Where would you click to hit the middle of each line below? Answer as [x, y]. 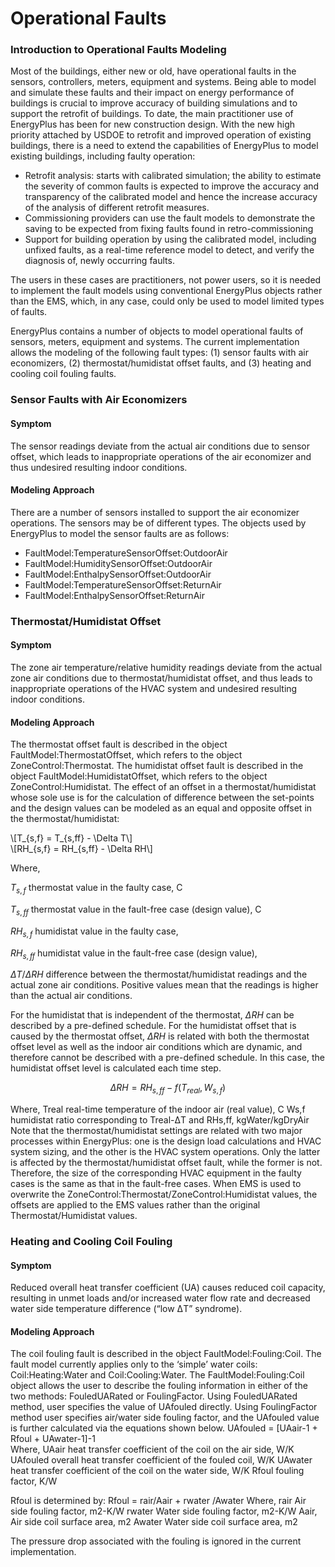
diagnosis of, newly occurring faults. [99, 261]
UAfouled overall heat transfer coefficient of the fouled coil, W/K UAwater [161, 1460]
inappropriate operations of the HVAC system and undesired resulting [154, 688]
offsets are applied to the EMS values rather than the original [135, 1205]
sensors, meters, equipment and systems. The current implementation [155, 342]
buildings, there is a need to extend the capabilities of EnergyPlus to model [164, 146]
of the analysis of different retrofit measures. [117, 208]
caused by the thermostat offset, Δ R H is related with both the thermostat [160, 1036]
